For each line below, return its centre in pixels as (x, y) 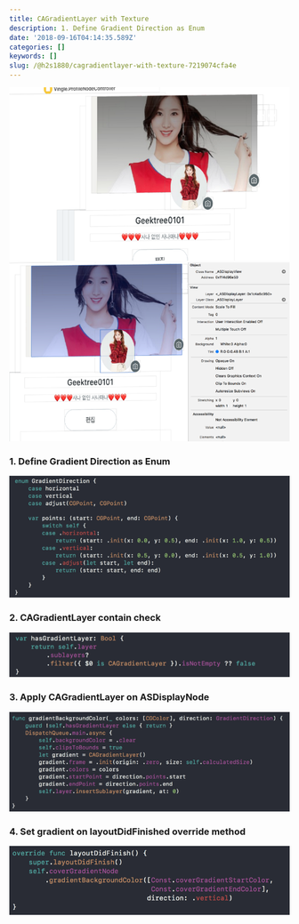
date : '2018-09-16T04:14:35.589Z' (73, 37)
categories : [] (37, 47)
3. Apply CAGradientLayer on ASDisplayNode (109, 697)
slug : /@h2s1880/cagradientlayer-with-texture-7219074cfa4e (123, 66)
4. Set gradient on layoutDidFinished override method (128, 832)
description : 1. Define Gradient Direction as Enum (107, 28)
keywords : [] (33, 56)
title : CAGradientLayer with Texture (79, 19)
